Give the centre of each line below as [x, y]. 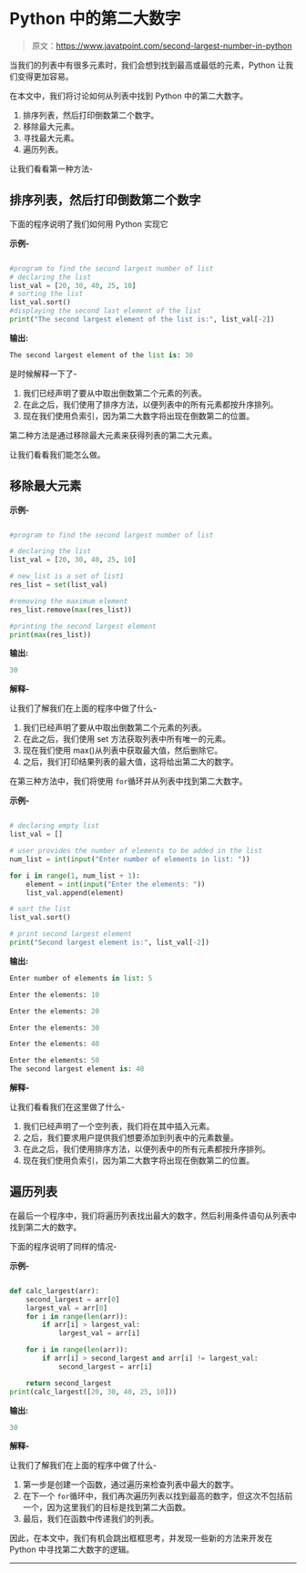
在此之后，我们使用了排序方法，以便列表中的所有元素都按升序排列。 [150, 404]
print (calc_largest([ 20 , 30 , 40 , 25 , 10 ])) [93, 1392]
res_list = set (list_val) [58, 585]
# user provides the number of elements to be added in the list [136, 851]
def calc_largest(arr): [55, 1290]
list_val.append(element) [75, 893]
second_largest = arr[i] [105, 1367]
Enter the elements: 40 [55, 1044]
